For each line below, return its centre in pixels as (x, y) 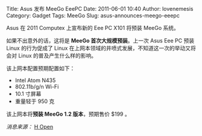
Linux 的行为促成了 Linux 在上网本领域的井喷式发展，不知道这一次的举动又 (99, 48)
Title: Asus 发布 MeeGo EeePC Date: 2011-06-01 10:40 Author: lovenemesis (100, 9)
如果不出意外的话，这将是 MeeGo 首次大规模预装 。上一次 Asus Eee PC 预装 (100, 40)
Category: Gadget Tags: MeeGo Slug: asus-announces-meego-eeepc (93, 16)
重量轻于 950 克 (35, 101)
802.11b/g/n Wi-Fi (37, 87)
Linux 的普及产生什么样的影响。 (57, 55)
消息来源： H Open (30, 127)
